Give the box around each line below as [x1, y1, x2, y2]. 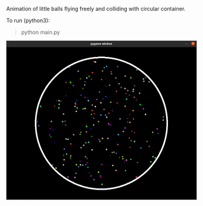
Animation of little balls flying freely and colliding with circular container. [6, 5, 186, 12]
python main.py [21, 28, 60, 36]
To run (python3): [6, 17, 50, 24]
